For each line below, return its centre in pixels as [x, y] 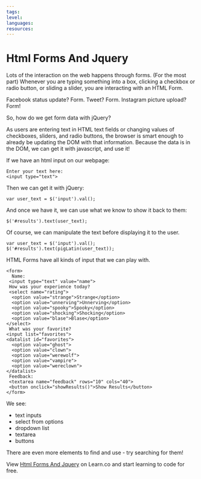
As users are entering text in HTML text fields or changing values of [91, 130]
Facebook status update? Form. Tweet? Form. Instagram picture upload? [97, 100]
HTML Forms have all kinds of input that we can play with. [78, 260]
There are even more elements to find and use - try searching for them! [95, 452]
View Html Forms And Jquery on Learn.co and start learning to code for [96, 465]
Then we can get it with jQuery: [45, 188]
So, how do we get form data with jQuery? [59, 118]
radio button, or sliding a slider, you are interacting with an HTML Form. [95, 88]
